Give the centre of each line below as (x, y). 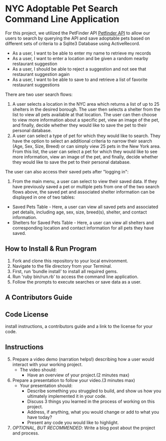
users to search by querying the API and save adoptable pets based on (78, 38)
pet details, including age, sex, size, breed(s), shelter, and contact (80, 212)
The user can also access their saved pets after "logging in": (67, 171)
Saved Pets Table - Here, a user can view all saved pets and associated (85, 207)
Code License (27, 314)
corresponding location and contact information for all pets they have (83, 228)
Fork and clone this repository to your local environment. (70, 261)
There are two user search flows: (39, 94)
